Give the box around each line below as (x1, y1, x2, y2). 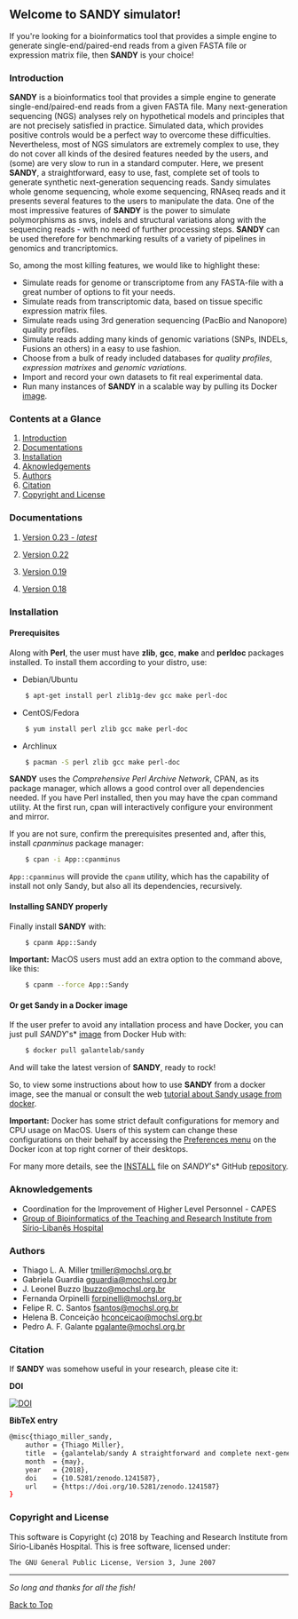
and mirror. (9, 812, 50, 822)
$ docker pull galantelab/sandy (25, 1046, 145, 1055)
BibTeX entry (9, 1416, 59, 1426)
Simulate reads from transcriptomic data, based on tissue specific (21, 297, 263, 307)
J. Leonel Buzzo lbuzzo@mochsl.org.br (21, 1283, 166, 1294)
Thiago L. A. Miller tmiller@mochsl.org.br (21, 1265, 172, 1275)
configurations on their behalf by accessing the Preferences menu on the (9, 1134, 277, 1145)
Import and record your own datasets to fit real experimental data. (21, 372, 263, 383)
